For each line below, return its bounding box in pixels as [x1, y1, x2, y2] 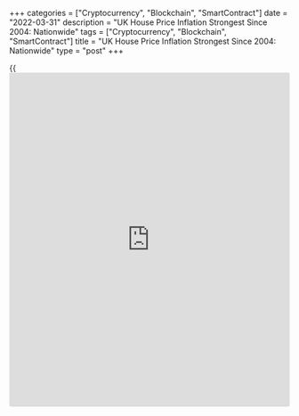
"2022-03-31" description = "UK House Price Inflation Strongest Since [9, 17, 268, 28]
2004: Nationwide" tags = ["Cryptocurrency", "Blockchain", [9, 27, 227, 37]
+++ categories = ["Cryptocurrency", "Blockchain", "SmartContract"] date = [9, 8, 288, 18]
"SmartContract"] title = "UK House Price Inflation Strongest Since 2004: [9, 36, 277, 46]
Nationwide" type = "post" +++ [9, 45, 125, 56]
